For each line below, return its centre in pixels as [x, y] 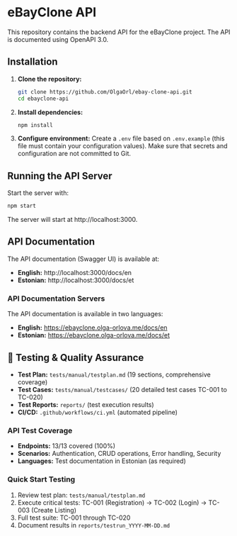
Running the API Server [60, 175]
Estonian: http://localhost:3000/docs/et [76, 280]
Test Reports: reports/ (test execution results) [86, 404]
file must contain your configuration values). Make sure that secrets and [122, 146]
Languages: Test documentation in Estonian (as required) [102, 461]
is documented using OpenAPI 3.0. [58, 39]
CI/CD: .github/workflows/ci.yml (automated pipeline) [98, 412]
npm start [22, 206]
